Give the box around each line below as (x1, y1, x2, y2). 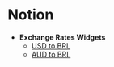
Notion (7, 6, 54, 24)
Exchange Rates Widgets (19, 32, 106, 42)
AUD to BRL (31, 49, 71, 59)
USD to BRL (31, 40, 70, 50)
